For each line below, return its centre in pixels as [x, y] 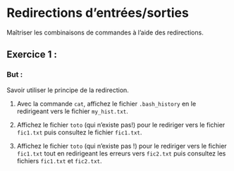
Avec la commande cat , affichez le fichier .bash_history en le [106, 103]
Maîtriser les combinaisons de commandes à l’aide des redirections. [105, 32]
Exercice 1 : [32, 55]
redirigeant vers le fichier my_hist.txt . [72, 111]
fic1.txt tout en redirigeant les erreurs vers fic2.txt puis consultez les [121, 153]
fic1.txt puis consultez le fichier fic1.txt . [79, 132]
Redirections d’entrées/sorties [98, 13]
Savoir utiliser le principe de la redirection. [68, 90]
